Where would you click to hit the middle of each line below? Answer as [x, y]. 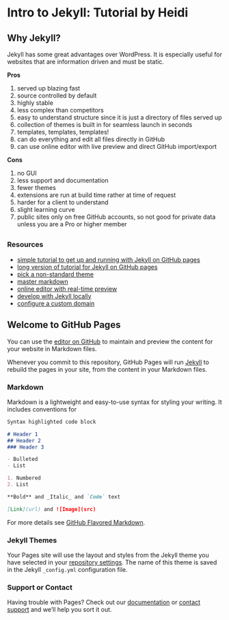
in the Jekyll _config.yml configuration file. [67, 569]
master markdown [42, 281]
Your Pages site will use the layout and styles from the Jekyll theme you [108, 555]
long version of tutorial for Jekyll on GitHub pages [87, 267]
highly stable [35, 103]
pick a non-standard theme [55, 274]
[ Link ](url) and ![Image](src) [52, 509]
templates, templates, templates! [63, 132]
